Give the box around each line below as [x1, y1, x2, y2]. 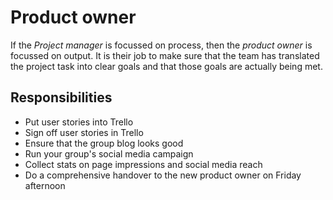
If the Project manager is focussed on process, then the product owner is [10, 39, 313, 51]
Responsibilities [10, 89, 113, 106]
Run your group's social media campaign [24, 147, 194, 160]
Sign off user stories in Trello [24, 126, 144, 138]
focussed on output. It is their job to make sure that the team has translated [10, 49, 320, 61]
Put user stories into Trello [24, 116, 134, 128]
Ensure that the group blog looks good [24, 137, 184, 149]
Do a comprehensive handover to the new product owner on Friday [24, 169, 302, 181]
